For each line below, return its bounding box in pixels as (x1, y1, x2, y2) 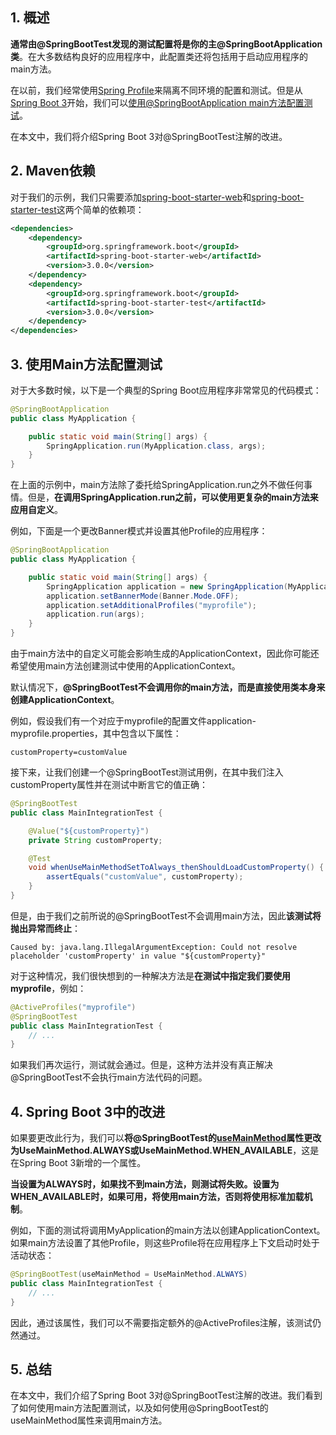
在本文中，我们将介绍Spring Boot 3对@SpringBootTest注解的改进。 (10, 130, 288, 142)
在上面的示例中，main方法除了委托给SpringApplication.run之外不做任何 (10, 479, 305, 491)
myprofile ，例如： (10, 982, 87, 994)
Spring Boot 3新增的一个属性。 (18, 1157, 147, 1169)
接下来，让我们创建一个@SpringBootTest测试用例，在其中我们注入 (10, 766, 284, 778)
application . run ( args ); (46, 609, 145, 620)
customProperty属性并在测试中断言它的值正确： (10, 779, 209, 791)
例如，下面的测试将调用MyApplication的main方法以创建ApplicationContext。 (10, 1224, 326, 1237)
